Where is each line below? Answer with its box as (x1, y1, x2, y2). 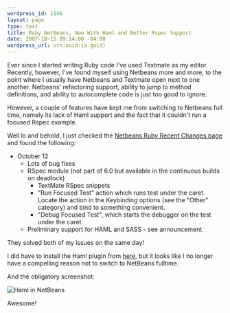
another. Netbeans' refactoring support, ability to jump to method (7, 83, 192, 91)
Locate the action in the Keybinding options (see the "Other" (37, 196, 209, 204)
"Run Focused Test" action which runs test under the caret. (37, 188, 206, 197)
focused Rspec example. (7, 118, 78, 126)
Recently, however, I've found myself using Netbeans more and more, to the (7, 68, 222, 76)
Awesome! (7, 299, 37, 307)
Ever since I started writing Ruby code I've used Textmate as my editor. (7, 61, 208, 69)
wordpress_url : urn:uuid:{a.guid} (7, 42, 106, 49)
